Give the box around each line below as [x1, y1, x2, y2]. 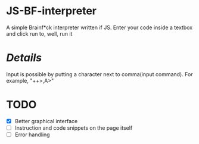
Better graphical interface [14, 117, 78, 124]
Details [6, 51, 42, 65]
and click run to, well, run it [6, 30, 73, 37]
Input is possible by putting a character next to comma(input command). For [6, 70, 193, 78]
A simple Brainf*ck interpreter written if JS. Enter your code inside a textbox [6, 24, 192, 31]
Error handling [14, 131, 50, 138]
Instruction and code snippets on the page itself [14, 124, 133, 132]
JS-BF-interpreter [6, 4, 97, 18]
